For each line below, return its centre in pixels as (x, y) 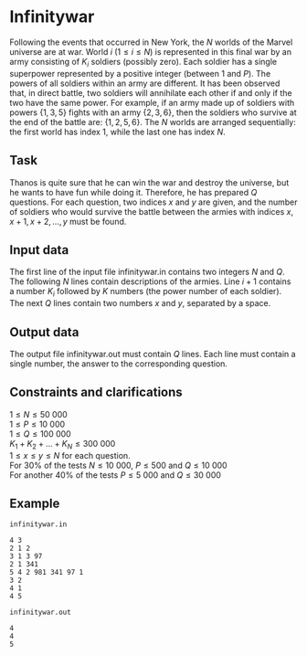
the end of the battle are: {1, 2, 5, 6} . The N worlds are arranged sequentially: (153, 122)
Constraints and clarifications (96, 392)
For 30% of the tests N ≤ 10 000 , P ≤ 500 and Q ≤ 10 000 (118, 465)
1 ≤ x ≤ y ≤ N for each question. (70, 455)
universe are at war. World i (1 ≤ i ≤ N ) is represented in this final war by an (151, 51)
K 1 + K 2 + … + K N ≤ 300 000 (63, 444)
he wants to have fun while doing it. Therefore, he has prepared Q (133, 192)
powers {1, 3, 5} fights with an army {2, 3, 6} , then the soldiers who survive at (153, 112)
